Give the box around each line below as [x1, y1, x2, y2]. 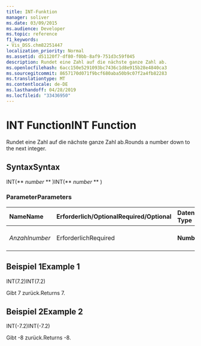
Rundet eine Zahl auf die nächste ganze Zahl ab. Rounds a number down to [6, 138, 190, 145]
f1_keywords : [6, 37, 39, 43]
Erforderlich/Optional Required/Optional [56, 212, 172, 220]
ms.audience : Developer [6, 25, 66, 32]
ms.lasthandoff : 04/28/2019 [6, 87, 77, 93]
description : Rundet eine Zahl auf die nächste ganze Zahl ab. [6, 59, 167, 65]
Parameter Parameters [6, 193, 72, 201]
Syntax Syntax [6, 162, 60, 172]
